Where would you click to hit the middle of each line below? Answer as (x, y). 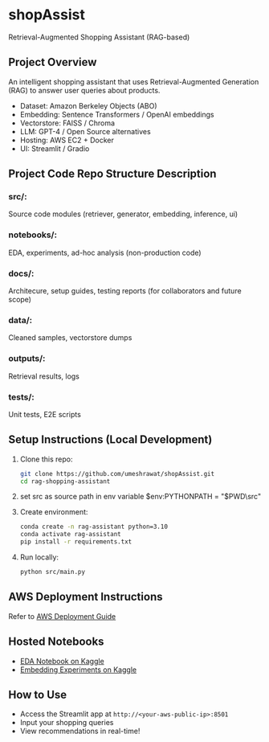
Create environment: (54, 512)
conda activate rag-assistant (71, 535)
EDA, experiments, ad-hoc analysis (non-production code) (105, 252)
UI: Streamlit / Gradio (55, 148)
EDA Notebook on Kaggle (62, 661)
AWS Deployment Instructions (86, 597)
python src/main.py (53, 572)
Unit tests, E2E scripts (45, 414)
